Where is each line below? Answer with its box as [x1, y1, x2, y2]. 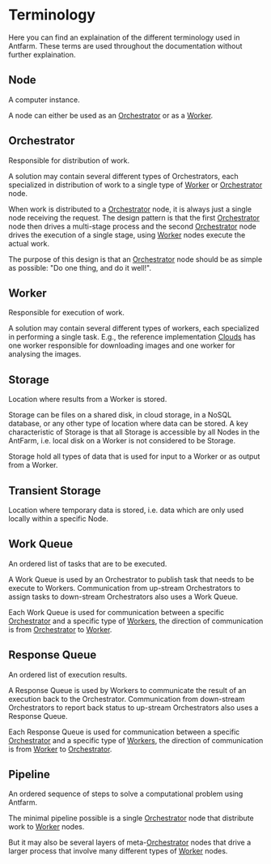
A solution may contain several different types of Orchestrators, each [8, 171, 239, 181]
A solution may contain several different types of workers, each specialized [8, 323, 260, 333]
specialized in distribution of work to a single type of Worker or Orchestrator [8, 180, 263, 190]
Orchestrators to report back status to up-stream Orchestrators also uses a [8, 703, 259, 712]
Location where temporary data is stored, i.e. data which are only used [8, 505, 244, 515]
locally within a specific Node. [8, 514, 109, 524]
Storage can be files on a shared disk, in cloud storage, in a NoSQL [8, 410, 232, 420]
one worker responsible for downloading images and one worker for [8, 340, 235, 350]
